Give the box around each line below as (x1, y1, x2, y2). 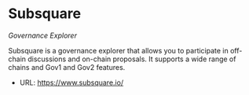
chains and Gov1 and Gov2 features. (8, 62, 126, 71)
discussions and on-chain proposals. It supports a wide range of (27, 54, 236, 64)
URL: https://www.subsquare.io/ (19, 78, 124, 87)
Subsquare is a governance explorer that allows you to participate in (8, 46, 229, 55)
